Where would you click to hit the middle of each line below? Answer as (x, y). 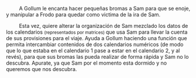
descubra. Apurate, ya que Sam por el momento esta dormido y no (87, 63)
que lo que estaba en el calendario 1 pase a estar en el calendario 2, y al (93, 51)
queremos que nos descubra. (42, 69)
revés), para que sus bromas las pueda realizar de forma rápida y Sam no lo (97, 57)
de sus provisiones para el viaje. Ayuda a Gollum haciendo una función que (97, 38)
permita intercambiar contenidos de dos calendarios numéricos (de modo (95, 44)
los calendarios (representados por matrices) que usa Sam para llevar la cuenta (97, 32)
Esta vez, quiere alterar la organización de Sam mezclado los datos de (104, 26)
